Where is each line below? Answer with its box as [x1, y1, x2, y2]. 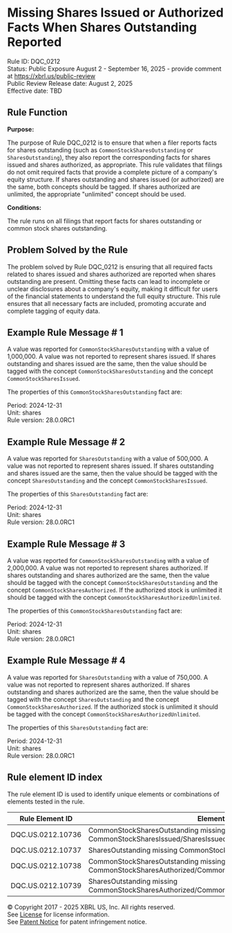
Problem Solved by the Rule [7, 244, 128, 256]
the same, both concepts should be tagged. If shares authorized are [7, 182, 201, 191]
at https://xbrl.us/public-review [7, 71, 95, 80]
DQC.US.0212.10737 [10, 845, 81, 855]
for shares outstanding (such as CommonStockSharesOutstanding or [7, 145, 193, 154]
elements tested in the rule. [7, 797, 85, 806]
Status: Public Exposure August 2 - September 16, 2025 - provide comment [7, 64, 222, 73]
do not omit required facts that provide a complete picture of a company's [7, 167, 217, 176]
